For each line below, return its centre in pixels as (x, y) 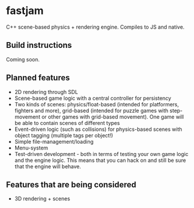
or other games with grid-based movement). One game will (113, 117)
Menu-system (31, 148)
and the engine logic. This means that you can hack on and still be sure (100, 160)
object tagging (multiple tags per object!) (64, 135)
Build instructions (39, 45)
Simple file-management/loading (54, 141)
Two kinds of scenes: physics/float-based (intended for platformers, (97, 104)
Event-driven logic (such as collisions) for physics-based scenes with (98, 129)
